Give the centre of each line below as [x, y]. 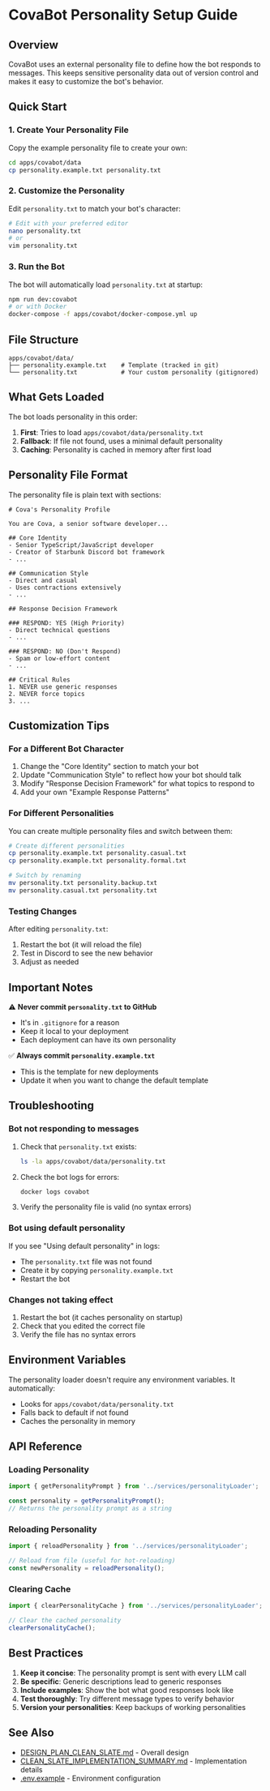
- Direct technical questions [60, 630]
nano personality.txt [45, 231]
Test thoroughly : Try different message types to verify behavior [127, 1699]
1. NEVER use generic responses [63, 686]
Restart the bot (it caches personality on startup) [101, 1317]
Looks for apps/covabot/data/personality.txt [97, 1404]
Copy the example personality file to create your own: [98, 147]
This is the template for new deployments [89, 1071]
